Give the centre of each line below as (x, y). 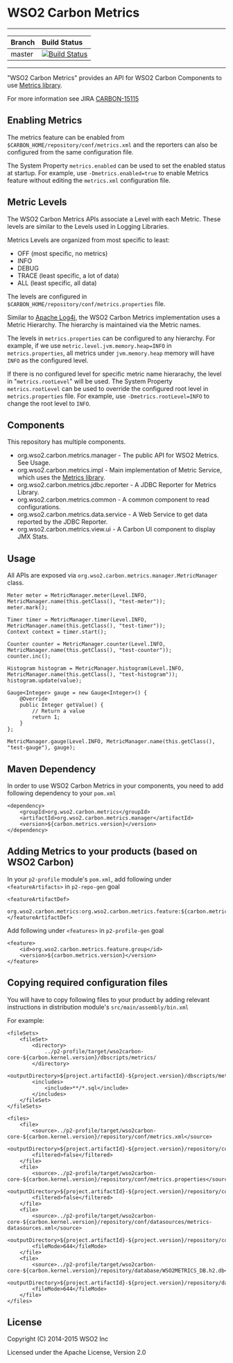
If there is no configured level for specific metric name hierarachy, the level (114, 374)
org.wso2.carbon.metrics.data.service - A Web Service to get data (112, 515)
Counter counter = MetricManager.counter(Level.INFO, (87, 644)
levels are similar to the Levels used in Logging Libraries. (88, 226)
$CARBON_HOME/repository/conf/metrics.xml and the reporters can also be (112, 145)
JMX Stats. (33, 536)
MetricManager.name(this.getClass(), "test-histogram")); (93, 675)
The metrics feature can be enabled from (66, 137)
